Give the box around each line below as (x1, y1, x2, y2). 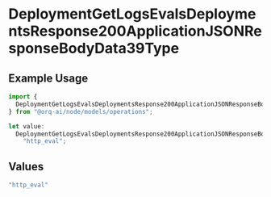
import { (8, 93, 38, 101)
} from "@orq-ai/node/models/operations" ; (8, 107, 153, 115)
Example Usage (8, 71, 89, 85)
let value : (8, 122, 45, 130)
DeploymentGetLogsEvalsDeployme (8, 5, 256, 23)
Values (8, 159, 44, 174)
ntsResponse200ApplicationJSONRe (8, 22, 262, 40)
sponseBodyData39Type (8, 40, 180, 57)
